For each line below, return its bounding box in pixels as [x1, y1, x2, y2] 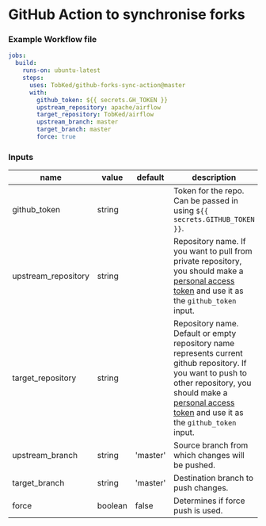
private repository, [173, 256, 242, 267]
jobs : [8, 51, 26, 60]
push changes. [173, 482, 229, 494]
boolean [97, 501, 128, 512]
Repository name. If [173, 236, 246, 247]
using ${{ [173, 205, 208, 216]
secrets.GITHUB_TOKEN [173, 215, 255, 224]
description [192, 172, 237, 183]
